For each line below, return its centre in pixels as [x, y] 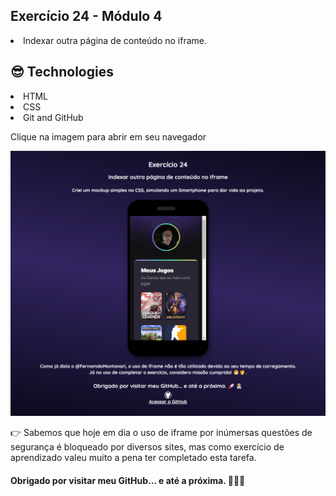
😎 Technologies [62, 72]
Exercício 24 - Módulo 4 [86, 16]
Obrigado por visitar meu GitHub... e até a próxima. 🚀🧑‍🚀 [128, 480]
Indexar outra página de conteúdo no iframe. [115, 40]
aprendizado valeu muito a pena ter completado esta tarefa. [133, 458]
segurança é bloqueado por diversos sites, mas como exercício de [147, 447]
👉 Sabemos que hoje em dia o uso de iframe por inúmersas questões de [161, 433]
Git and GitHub [53, 117]
